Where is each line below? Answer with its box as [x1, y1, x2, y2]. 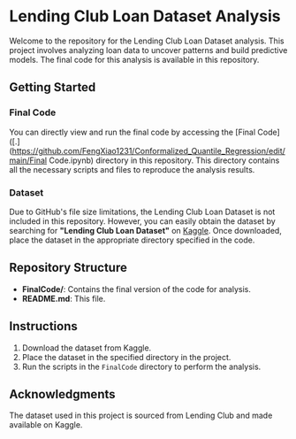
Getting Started [9, 80, 96, 95]
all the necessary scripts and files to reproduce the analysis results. [9, 164, 255, 174]
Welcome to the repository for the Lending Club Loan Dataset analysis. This [9, 35, 285, 46]
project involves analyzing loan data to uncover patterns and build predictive [9, 44, 288, 55]
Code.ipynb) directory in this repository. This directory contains [48, 155, 280, 166]
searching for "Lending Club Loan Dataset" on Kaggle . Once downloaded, [9, 225, 283, 235]
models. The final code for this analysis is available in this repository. [9, 54, 260, 65]
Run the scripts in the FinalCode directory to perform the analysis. [21, 361, 262, 372]
